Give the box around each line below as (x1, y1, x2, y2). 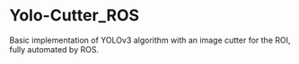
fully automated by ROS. (9, 44, 100, 54)
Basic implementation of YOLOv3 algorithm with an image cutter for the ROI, (9, 35, 291, 45)
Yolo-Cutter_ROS (9, 5, 140, 26)
